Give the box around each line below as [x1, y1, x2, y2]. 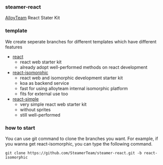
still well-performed [19, 112, 61, 118]
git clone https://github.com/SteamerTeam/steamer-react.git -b [5, 151, 142, 156]
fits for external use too [19, 91, 68, 97]
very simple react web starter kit [19, 101, 87, 107]
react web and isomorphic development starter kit [19, 75, 123, 81]
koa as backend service [19, 80, 69, 86]
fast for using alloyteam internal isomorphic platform [19, 85, 128, 91]
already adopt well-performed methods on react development [19, 64, 147, 70]
